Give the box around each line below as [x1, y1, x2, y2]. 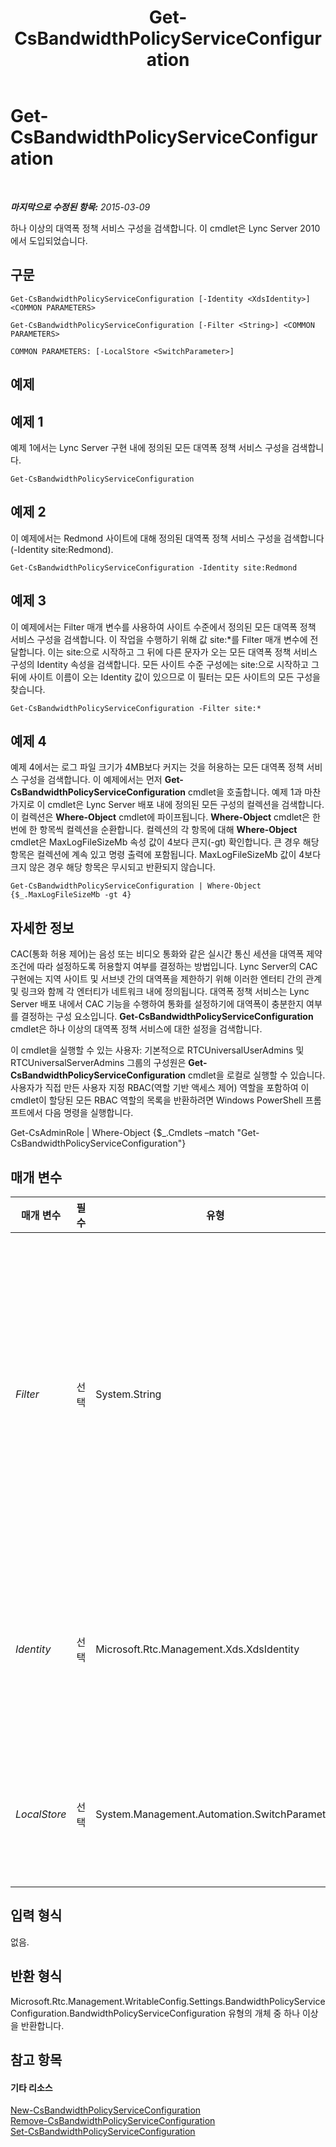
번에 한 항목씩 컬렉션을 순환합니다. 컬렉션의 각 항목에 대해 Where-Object [10, 824, 298, 836]
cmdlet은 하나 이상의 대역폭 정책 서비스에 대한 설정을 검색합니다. [10, 1023, 263, 1035]
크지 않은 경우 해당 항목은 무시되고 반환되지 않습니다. [10, 861, 216, 873]
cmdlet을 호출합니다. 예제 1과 [187, 786, 303, 798]
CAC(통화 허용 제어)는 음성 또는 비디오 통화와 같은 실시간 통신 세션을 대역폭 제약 [10, 948, 323, 960]
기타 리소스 [10, 2081, 53, 2093]
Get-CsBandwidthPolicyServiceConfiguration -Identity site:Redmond [10, 562, 298, 573]
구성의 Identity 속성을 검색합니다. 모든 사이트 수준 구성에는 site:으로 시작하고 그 [10, 658, 320, 670]
